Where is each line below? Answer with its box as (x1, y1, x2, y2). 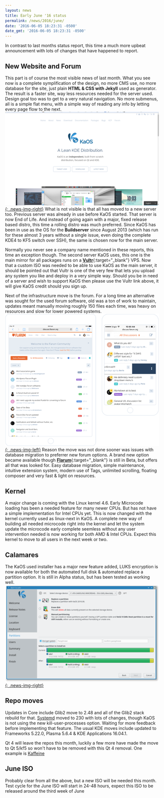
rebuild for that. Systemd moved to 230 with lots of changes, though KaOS (5, 715, 155, 721)
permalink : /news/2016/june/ (5, 18, 64, 23)
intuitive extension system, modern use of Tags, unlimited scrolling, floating (5, 468, 157, 474)
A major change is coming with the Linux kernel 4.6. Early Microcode (5, 500, 143, 506)
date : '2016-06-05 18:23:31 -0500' (5, 24, 78, 28)
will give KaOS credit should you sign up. (5, 283, 87, 289)
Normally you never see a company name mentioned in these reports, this (5, 247, 154, 253)
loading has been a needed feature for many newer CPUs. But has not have (5, 505, 157, 511)
